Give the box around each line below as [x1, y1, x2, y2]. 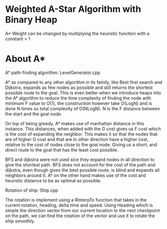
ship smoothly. [5, 218, 35, 224]
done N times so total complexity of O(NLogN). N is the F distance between [5, 105, 161, 111]
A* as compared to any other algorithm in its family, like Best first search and [5, 79, 163, 85]
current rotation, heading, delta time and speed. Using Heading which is [5, 202, 153, 208]
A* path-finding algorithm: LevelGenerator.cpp [5, 70, 101, 76]
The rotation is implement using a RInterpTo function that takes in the [5, 197, 147, 203]
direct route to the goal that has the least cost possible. [5, 147, 119, 153]
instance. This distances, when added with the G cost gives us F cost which [5, 126, 161, 132]
